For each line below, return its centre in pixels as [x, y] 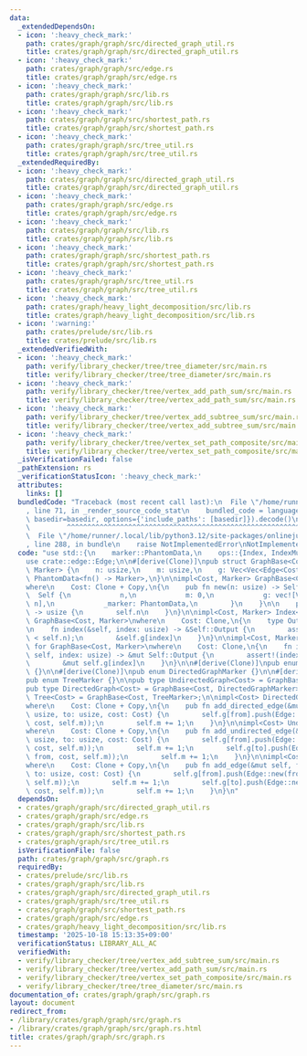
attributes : [41, 485]
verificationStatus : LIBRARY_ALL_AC [87, 944]
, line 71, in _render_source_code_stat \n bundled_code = [144, 511]
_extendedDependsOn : [57, 26]
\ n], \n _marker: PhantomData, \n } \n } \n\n [153, 604]
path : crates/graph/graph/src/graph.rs [94, 859]
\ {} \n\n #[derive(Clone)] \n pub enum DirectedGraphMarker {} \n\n [151, 672]
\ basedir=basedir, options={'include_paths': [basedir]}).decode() [159, 519]
